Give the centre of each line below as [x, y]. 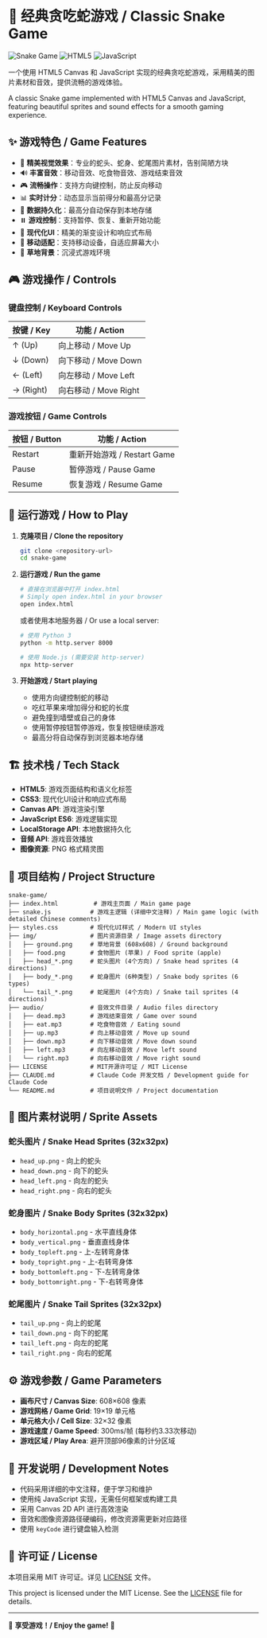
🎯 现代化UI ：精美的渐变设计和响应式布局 [86, 232]
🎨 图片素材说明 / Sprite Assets [83, 1117]
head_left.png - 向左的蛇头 [64, 1180]
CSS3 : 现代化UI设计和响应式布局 [73, 799]
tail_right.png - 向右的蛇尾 [66, 1353]
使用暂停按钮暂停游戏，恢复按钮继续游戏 [98, 727]
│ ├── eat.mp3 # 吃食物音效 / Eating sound [94, 1025]
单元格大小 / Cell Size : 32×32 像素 [76, 1421]
